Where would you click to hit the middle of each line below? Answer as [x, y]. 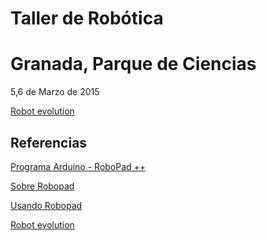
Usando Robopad [46, 205]
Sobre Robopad [42, 186]
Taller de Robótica [87, 18]
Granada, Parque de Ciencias [133, 64]
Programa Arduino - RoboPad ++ [78, 166]
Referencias [49, 142]
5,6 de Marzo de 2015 [55, 92]
